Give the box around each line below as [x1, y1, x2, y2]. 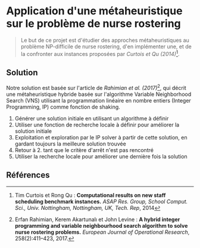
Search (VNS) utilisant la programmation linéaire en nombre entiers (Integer [6, 97, 192, 104]
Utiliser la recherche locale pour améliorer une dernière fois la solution [14, 153, 187, 160]
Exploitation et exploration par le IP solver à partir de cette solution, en [14, 134, 187, 141]
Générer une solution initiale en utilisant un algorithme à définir [14, 115, 169, 122]
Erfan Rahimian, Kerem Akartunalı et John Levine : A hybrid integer [14, 216, 180, 223]
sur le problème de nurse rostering [6, 17, 182, 30]
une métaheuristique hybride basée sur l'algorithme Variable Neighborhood [6, 91, 192, 98]
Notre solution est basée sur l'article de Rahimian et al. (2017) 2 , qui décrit [6, 83, 186, 92]
